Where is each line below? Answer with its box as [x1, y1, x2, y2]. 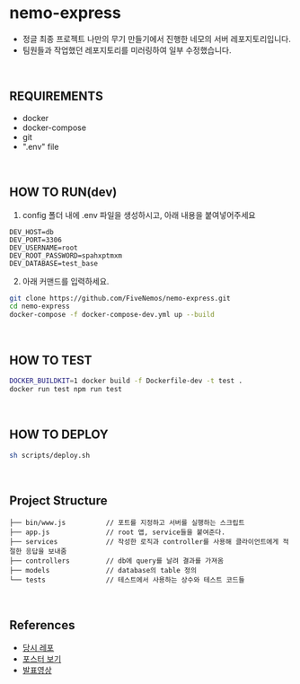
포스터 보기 [22, 653, 62, 664]
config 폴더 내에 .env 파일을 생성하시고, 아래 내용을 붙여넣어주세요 [22, 209, 256, 220]
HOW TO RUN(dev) [9, 185, 118, 200]
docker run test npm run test [9, 384, 123, 393]
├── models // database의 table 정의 [9, 566, 198, 575]
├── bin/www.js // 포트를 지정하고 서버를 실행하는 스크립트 [9, 519, 245, 528]
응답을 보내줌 [25, 547, 67, 557]
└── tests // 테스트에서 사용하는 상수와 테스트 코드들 [9, 575, 245, 585]
